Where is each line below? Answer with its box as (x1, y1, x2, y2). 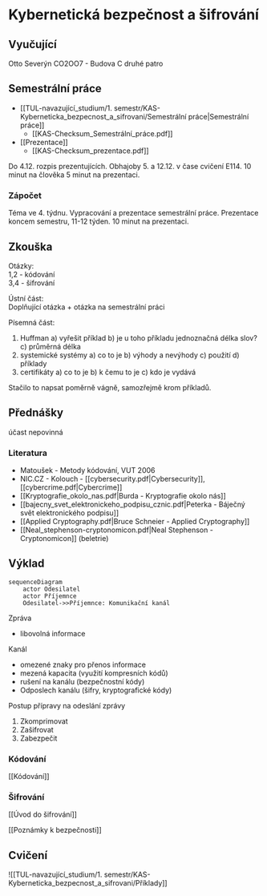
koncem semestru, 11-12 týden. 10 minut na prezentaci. (8, 216, 190, 226)
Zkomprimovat (19, 716, 68, 726)
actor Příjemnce (22, 591, 78, 600)
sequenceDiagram (8, 578, 63, 586)
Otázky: (8, 260, 34, 270)
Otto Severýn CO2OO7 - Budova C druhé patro (8, 59, 164, 68)
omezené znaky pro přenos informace (19, 660, 147, 669)
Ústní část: (8, 293, 44, 303)
